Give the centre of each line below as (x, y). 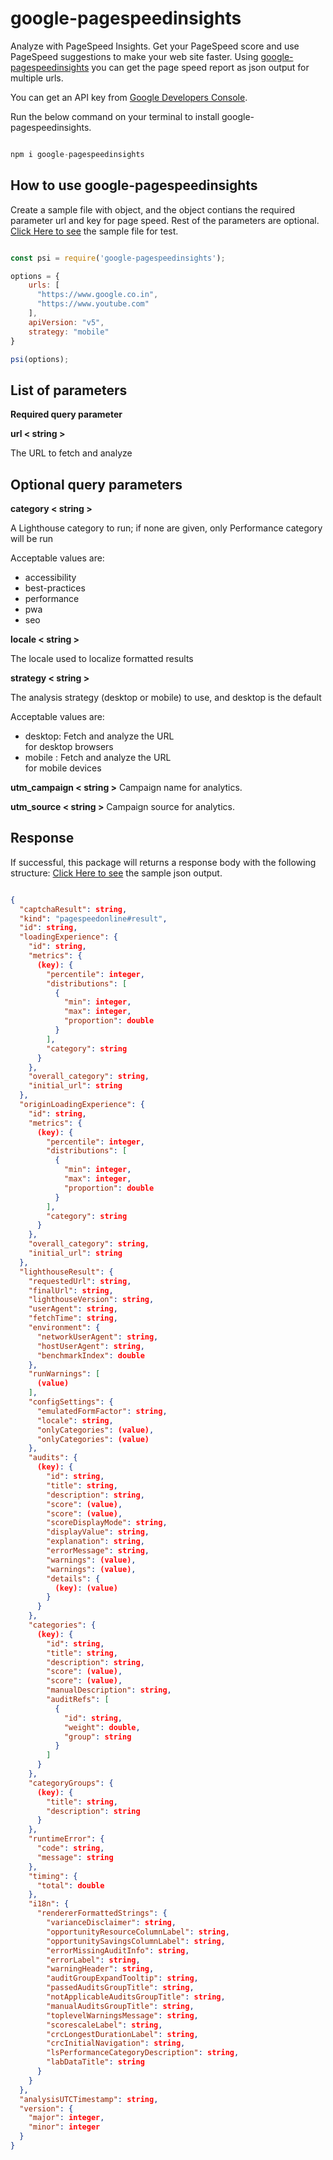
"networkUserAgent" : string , (97, 1337)
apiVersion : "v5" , (66, 322)
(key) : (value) (86, 1588)
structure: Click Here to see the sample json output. (116, 873)
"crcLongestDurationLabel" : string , (122, 2034)
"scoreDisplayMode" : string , (107, 1523)
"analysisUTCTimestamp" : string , (89, 2099)
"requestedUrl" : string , (80, 1281)
